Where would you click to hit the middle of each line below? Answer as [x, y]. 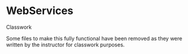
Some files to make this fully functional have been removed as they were [94, 38]
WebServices [40, 11]
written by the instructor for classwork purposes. [65, 45]
